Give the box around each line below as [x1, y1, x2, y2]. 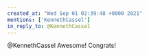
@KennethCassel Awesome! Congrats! [7, 42, 117, 50]
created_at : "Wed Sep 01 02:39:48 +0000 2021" [7, 10, 143, 17]
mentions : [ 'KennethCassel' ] [7, 16, 91, 23]
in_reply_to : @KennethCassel [7, 23, 91, 29]
